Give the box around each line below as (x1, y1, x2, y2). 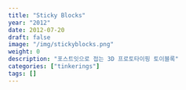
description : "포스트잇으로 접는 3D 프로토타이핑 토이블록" (8, 56, 179, 63)
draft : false (8, 33, 51, 41)
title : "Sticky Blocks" (8, 11, 86, 20)
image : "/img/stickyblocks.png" (8, 41, 114, 49)
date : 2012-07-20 (8, 26, 65, 34)
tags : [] (8, 70, 37, 77)
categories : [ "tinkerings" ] (8, 63, 100, 70)
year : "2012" (8, 19, 51, 27)
